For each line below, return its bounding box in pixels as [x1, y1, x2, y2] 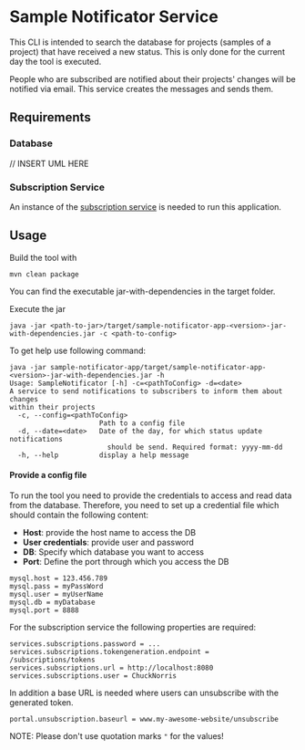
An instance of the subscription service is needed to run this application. [9, 201, 282, 212]
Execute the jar [9, 303, 66, 314]
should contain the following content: [9, 509, 148, 520]
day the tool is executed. [9, 56, 102, 67]
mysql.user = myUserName [9, 589, 104, 599]
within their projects [9, 402, 96, 411]
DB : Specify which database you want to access [22, 546, 205, 557]
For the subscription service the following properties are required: [9, 621, 257, 632]
